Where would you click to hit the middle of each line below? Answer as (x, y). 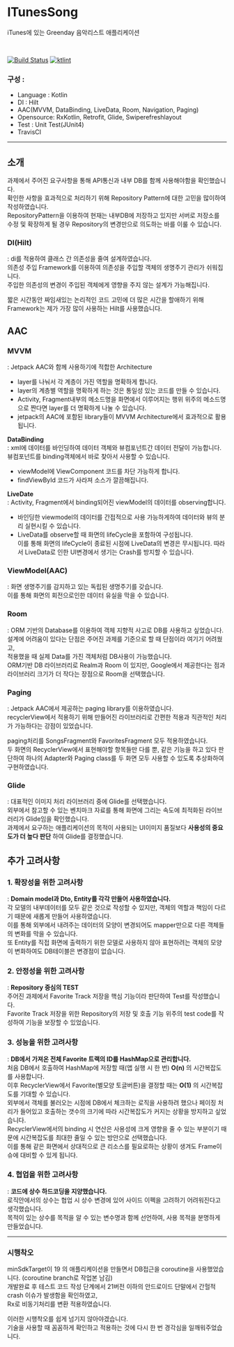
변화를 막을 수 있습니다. (46, 933)
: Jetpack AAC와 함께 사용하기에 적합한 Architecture (80, 367)
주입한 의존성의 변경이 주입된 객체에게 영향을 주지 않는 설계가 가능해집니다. (109, 285)
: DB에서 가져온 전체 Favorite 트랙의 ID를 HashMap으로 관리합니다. (99, 1058)
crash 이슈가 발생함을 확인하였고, (53, 1295)
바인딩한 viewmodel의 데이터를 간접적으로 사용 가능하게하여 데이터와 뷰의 (117, 517)
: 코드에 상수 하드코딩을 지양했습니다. (57, 1191)
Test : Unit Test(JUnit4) (51, 125)
